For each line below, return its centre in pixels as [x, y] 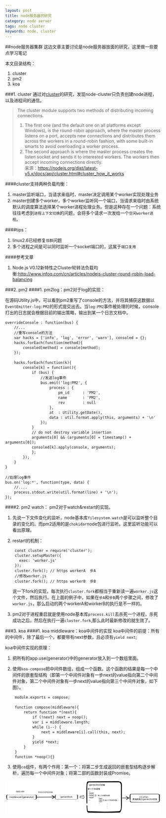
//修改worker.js [31, 576]
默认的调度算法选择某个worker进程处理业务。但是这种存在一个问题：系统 [86, 207]
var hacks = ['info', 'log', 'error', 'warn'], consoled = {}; [81, 338]
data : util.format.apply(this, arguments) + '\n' [102, 418]
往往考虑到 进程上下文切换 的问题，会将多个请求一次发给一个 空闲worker [81, 213]
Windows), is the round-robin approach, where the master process [92, 131]
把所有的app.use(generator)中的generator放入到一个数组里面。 [77, 658]
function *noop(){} [35, 757]
